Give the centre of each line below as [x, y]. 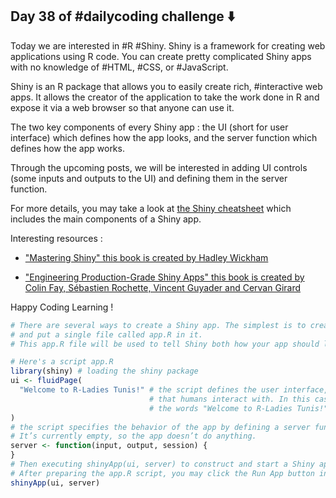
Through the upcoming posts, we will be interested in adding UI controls [159, 167]
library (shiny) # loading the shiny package [104, 371]
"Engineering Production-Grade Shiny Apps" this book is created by [164, 277]
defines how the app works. [67, 148]
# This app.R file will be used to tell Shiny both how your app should [165, 344]
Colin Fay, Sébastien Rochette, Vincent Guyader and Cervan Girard [163, 287]
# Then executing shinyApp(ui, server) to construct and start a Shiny [162, 464]
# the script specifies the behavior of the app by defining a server [160, 427]
